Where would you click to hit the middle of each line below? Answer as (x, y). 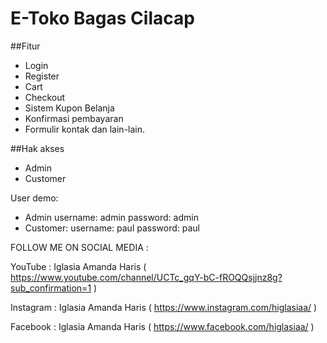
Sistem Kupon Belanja (69, 108)
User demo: (34, 198)
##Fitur (25, 46)
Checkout (45, 97)
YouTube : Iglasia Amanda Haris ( (78, 266)
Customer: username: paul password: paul (112, 228)
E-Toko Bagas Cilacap (102, 18)
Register (42, 76)
